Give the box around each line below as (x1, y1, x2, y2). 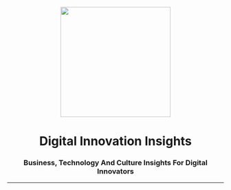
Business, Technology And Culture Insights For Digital (23, 158, 208, 168)
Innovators (97, 167, 134, 176)
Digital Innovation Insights (38, 134, 192, 149)
